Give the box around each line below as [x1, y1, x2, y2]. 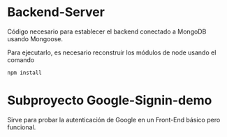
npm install [7, 69, 42, 76]
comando [7, 55, 35, 64]
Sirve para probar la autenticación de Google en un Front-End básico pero [7, 115, 221, 124]
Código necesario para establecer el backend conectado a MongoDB [7, 27, 207, 36]
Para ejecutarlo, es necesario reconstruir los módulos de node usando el [7, 48, 217, 57]
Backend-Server [7, 4, 105, 20]
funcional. [7, 123, 36, 131]
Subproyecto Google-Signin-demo [7, 92, 212, 108]
